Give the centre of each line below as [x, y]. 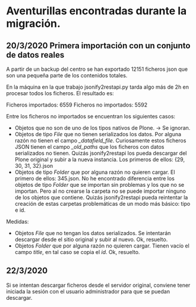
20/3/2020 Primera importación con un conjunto [98, 46]
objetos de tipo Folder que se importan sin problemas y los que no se [99, 185]
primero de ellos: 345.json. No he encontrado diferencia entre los [95, 178]
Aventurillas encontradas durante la [97, 11]
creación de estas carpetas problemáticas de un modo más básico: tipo [102, 204]
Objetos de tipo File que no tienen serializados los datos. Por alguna [98, 134]
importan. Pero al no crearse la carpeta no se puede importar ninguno [100, 191]
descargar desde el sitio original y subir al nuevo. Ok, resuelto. [91, 239]
